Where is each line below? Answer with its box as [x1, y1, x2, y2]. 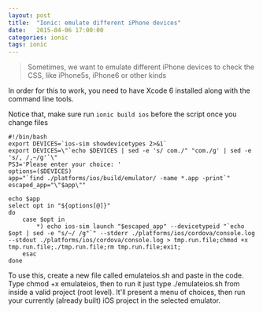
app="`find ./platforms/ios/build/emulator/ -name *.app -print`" [8, 175, 231, 182]
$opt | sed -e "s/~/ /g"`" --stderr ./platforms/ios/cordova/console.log [8, 230, 256, 238]
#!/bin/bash [8, 133, 47, 142]
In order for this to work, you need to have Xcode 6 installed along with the [8, 86, 250, 95]
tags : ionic [8, 41, 47, 49]
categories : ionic [8, 33, 69, 42]
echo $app [8, 195, 41, 203]
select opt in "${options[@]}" [8, 202, 111, 210]
